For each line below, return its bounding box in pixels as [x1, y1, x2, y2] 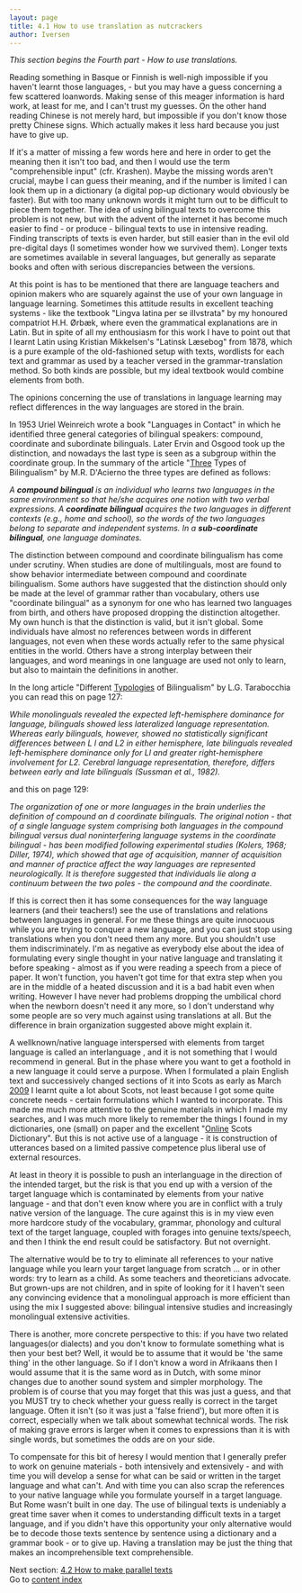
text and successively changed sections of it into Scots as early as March [9, 1075, 281, 1086]
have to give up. [9, 130, 69, 140]
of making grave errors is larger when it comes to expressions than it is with [9, 1425, 290, 1435]
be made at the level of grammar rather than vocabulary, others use [9, 588, 260, 599]
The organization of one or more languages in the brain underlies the [9, 801, 266, 812]
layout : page [9, 13, 58, 23]
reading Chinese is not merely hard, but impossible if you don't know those [9, 110, 288, 122]
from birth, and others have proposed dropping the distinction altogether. [9, 607, 280, 618]
